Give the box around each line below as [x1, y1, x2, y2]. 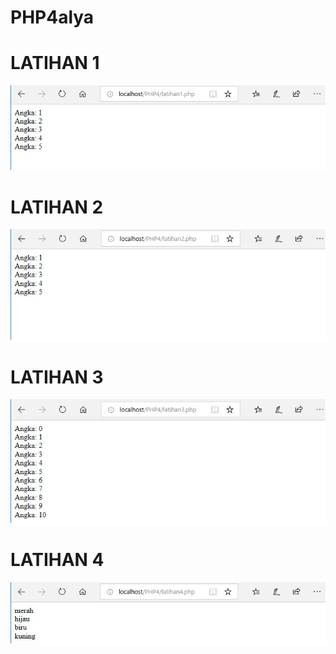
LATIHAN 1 [10, 52, 100, 75]
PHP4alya [10, 6, 95, 29]
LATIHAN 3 [10, 366, 104, 388]
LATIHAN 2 [10, 196, 104, 218]
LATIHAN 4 [10, 549, 105, 571]
